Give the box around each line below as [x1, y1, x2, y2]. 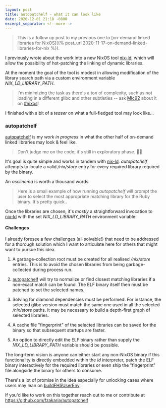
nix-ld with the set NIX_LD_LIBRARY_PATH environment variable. [5, 213, 137, 219]
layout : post [5, 7, 32, 12]
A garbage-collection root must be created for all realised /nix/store [12, 256, 151, 262]
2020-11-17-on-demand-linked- [82, 40, 148, 46]
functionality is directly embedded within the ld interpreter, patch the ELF [5, 357, 154, 363]
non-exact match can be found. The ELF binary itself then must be [12, 281, 148, 287]
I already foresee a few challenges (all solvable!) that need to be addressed [5, 236, 159, 242]
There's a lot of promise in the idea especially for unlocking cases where [5, 377, 154, 383]
